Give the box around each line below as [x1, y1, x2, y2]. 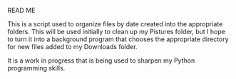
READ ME [7, 6, 36, 14]
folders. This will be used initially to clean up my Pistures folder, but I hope [7, 28, 226, 36]
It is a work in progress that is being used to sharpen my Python [7, 56, 195, 65]
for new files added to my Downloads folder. [7, 43, 138, 51]
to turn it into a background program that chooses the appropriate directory [7, 35, 230, 43]
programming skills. [7, 64, 66, 72]
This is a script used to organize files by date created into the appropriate [7, 20, 223, 28]
